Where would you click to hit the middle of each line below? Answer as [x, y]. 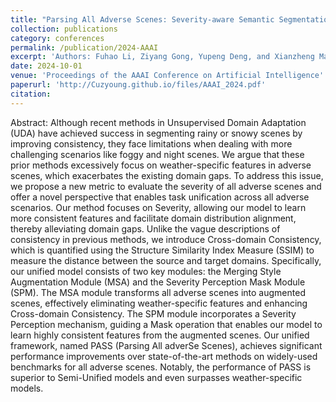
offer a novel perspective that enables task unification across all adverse [160, 197]
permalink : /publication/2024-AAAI [84, 47]
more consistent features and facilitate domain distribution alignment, [153, 218]
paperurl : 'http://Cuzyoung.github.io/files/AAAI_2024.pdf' [138, 85]
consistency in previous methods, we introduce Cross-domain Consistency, [166, 239]
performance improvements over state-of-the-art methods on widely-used [164, 356]
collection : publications [64, 29]
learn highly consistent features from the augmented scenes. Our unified [160, 335]
